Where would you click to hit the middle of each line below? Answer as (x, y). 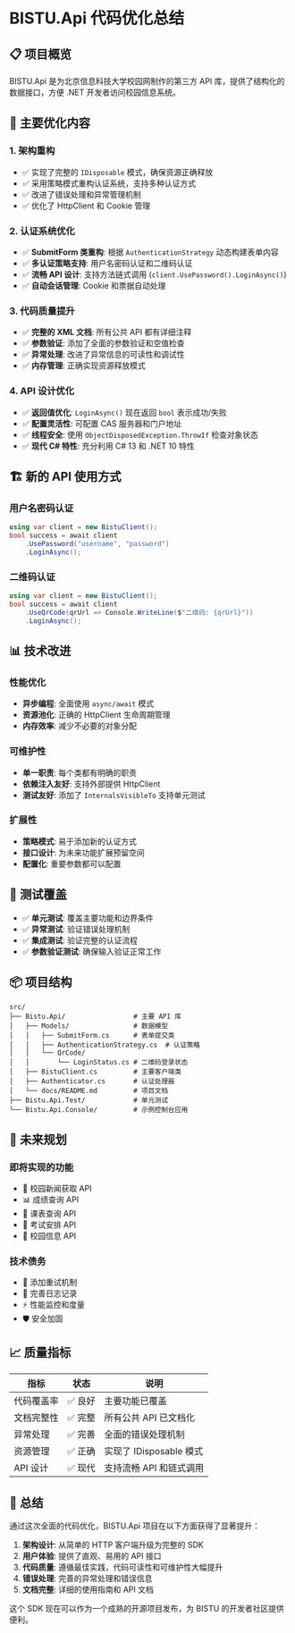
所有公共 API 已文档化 (150, 1418)
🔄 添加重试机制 (50, 1283)
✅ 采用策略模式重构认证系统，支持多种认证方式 (109, 183)
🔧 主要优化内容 (50, 123)
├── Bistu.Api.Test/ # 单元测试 (88, 1100)
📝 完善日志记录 (50, 1293)
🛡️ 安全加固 (42, 1318)
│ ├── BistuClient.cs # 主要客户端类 (95, 1072)
